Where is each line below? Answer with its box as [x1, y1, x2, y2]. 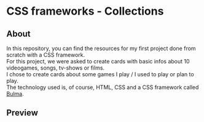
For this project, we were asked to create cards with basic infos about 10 [6, 58, 190, 65]
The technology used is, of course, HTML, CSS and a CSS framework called [6, 84, 199, 91]
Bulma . [6, 90, 25, 97]
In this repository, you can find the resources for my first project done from [6, 45, 196, 52]
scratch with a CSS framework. [6, 51, 85, 59]
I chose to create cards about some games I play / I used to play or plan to [6, 71, 195, 77]
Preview [6, 108, 39, 118]
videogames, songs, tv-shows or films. [6, 64, 105, 71]
